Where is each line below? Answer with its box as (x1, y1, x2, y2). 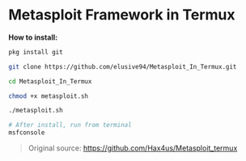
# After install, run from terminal (8, 121, 132, 129)
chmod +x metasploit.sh (8, 91, 89, 100)
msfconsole (8, 129, 45, 137)
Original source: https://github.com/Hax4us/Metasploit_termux (28, 143, 238, 153)
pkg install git (8, 48, 63, 56)
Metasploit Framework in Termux (8, 6, 235, 24)
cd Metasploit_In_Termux (8, 77, 92, 86)
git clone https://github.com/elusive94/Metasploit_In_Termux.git (8, 62, 237, 70)
